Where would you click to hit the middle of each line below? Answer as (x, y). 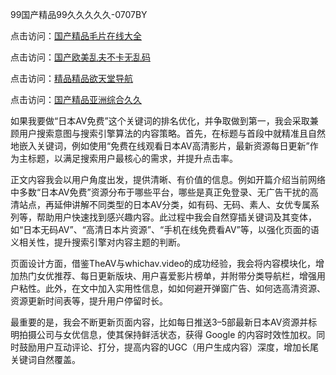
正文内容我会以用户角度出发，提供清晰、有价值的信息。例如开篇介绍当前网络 (168, 179)
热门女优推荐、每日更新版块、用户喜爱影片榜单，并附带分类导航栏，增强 (167, 276)
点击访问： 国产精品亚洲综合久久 (76, 99)
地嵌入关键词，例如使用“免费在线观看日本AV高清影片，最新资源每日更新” (160, 146)
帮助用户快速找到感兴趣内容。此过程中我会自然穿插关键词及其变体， (176, 217)
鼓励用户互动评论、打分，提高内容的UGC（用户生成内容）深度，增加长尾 (169, 347)
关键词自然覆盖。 (45, 359)
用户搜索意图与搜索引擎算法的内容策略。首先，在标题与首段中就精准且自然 (172, 133)
